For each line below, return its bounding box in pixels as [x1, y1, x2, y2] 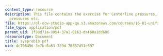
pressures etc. [9, 16, 40, 21]
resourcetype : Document [5, 35, 53, 39]
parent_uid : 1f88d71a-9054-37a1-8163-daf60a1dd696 [5, 30, 110, 35]
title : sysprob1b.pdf [5, 39, 49, 44]
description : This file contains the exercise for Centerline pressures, [5, 12, 158, 17]
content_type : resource [5, 7, 53, 12]
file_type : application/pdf [5, 25, 62, 30]
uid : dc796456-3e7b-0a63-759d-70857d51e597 [5, 43, 95, 48]
